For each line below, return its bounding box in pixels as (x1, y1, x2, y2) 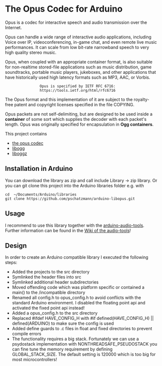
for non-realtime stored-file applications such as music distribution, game (5, 64, 152, 70)
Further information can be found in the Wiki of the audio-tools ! (5, 227, 132, 233)
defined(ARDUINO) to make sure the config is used (12, 320, 114, 326)
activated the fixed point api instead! (12, 305, 85, 311)
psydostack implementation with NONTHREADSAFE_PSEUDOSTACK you (12, 341, 157, 347)
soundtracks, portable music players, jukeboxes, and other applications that (5, 69, 156, 75)
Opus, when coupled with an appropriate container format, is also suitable (5, 59, 153, 65)
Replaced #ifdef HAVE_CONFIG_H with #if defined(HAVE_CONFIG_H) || (12, 316, 154, 321)
